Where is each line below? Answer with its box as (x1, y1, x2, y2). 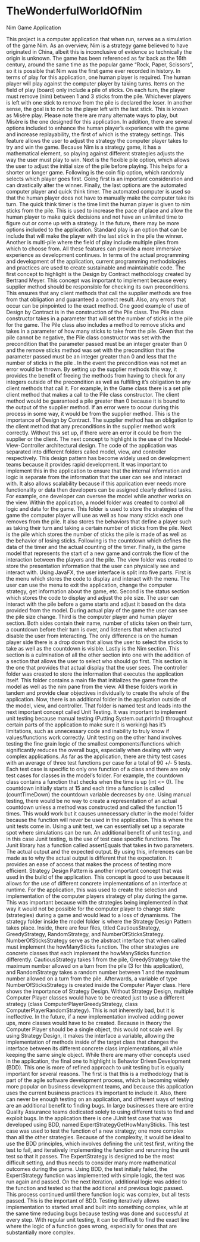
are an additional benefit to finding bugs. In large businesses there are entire (6, 1102, 193, 1109)
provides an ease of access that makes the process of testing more (6, 860, 171, 867)
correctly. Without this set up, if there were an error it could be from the (6, 429, 182, 436)
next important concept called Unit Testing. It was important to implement (6, 708, 187, 715)
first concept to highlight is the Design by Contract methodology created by (6, 270, 192, 277)
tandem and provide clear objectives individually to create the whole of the (6, 689, 190, 697)
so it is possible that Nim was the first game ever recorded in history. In (6, 67, 181, 74)
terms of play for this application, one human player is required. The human (6, 73, 191, 81)
